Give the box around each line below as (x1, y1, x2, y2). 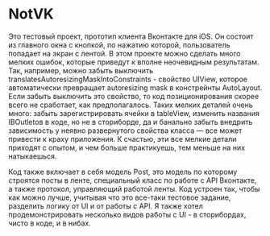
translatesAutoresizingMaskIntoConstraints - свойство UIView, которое (8, 74, 248, 84)
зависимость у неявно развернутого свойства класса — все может (8, 126, 243, 135)
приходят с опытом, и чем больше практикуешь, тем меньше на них (8, 143, 246, 152)
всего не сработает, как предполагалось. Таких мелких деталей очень (8, 100, 253, 110)
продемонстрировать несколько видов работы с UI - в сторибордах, (8, 209, 247, 219)
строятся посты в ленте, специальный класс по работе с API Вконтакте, (8, 175, 257, 185)
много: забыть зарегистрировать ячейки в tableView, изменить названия (8, 108, 260, 118)
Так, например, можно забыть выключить (8, 65, 154, 75)
